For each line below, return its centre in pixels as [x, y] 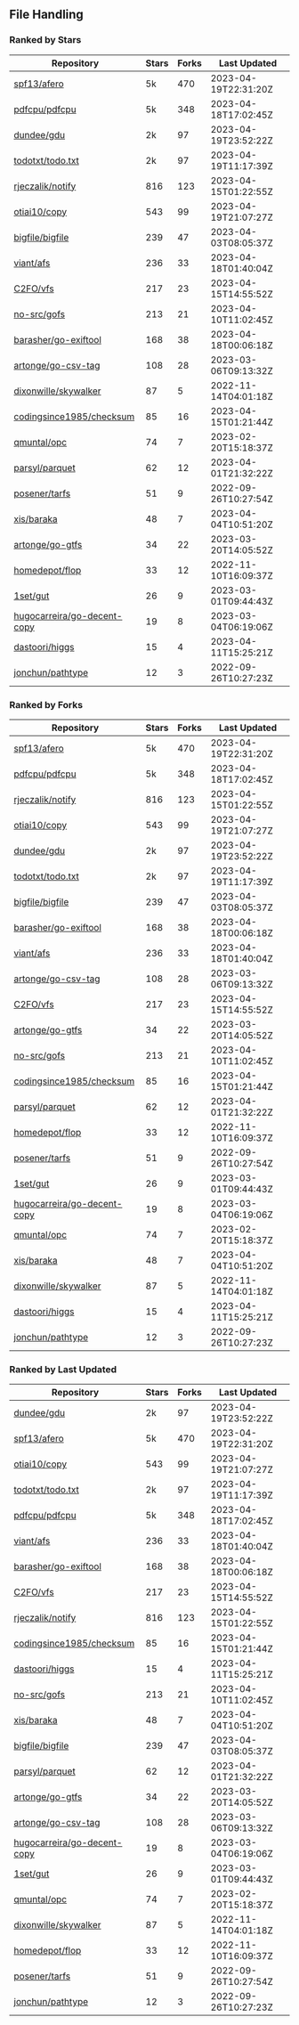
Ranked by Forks [46, 704]
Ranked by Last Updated [63, 1369]
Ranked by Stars [45, 40]
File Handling [47, 15]
